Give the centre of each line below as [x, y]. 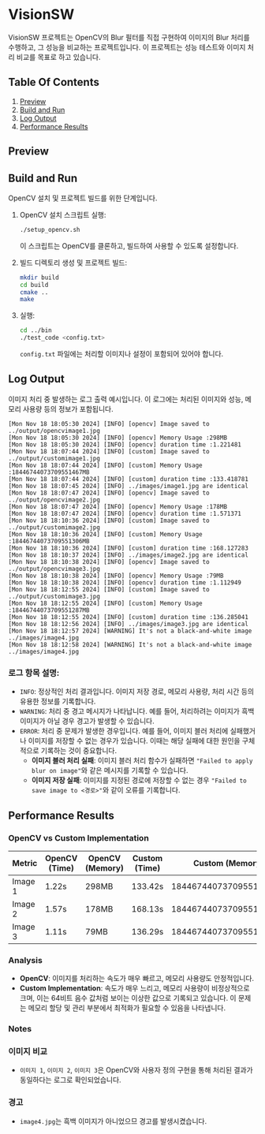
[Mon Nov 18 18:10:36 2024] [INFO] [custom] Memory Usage [105, 534]
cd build [34, 285]
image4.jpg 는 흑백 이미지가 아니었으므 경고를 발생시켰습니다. [113, 1121]
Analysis [26, 960]
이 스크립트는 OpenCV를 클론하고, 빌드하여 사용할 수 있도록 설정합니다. [129, 245]
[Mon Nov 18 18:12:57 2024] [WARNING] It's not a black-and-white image [130, 631]
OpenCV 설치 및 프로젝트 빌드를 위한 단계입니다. [83, 198]
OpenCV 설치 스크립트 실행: [63, 214]
